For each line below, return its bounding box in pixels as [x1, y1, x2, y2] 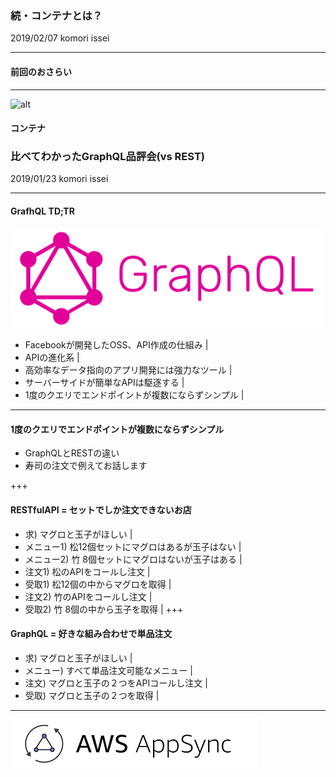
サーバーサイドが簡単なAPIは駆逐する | [24, 377, 185, 389]
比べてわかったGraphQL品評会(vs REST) [10, 150, 205, 164]
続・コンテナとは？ [10, 8, 103, 22]
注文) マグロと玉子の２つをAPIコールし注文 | [24, 677, 208, 689]
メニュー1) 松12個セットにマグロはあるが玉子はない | [24, 540, 242, 552]
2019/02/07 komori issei [10, 32, 110, 44]
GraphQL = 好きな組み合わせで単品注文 [10, 628, 173, 640]
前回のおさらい [10, 65, 72, 77]
